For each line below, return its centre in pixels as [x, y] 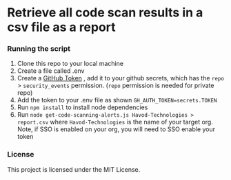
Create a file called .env [51, 71]
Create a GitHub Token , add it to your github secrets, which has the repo [120, 78]
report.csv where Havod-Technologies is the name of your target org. [115, 122]
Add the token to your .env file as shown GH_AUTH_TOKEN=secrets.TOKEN [117, 100]
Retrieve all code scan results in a [105, 13]
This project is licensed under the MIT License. [74, 169]
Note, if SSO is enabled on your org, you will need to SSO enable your [116, 129]
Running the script [39, 49]
